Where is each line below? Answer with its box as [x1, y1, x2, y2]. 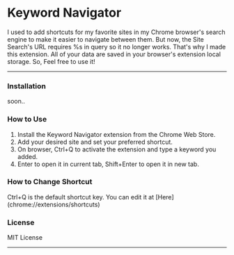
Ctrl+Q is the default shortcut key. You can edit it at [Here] [7, 192, 174, 201]
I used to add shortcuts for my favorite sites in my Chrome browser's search [7, 28, 226, 36]
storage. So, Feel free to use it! [7, 57, 95, 65]
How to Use [7, 115, 47, 124]
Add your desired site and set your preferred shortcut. [17, 138, 173, 146]
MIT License [7, 233, 43, 242]
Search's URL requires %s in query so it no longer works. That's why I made [7, 42, 226, 51]
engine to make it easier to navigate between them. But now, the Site [7, 35, 204, 43]
